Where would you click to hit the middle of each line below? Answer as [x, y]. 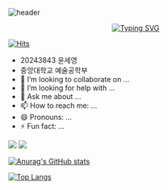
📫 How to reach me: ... [59, 105]
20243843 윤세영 [49, 60]
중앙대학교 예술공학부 [54, 70]
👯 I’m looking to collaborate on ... [75, 79]
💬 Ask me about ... [50, 96]
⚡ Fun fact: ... [42, 126]
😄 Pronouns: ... [46, 117]
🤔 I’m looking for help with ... [67, 88]
